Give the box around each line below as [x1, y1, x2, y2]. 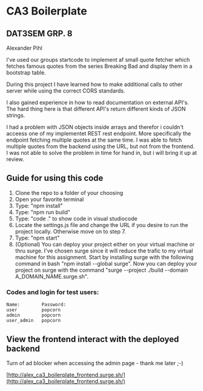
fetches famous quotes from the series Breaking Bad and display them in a [6, 62, 193, 70]
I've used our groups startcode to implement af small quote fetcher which [6, 56, 190, 63]
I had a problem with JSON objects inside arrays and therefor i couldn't [6, 123, 184, 131]
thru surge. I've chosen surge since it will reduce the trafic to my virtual [15, 247, 193, 254]
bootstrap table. [6, 69, 47, 76]
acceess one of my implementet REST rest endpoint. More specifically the [6, 130, 191, 137]
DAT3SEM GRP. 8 [6, 28, 73, 39]
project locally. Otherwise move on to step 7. [15, 228, 126, 235]
